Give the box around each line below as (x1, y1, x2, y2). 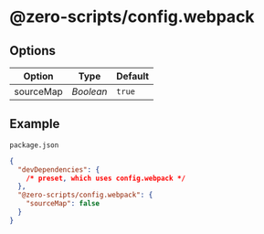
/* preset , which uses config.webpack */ (26, 174, 185, 183)
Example (9, 116, 60, 132)
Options (9, 43, 57, 58)
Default (116, 70, 149, 82)
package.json (9, 140, 59, 150)
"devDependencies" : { (17, 165, 100, 175)
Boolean (71, 85, 108, 98)
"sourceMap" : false (26, 199, 100, 208)
